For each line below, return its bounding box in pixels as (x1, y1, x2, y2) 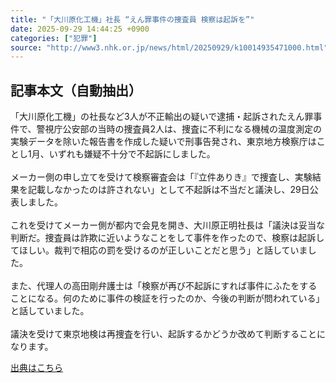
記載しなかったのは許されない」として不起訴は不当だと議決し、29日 (27, 184, 310, 196)
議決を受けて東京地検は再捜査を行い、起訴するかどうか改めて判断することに (10, 328, 326, 340)
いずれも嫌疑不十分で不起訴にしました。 (48, 148, 216, 160)
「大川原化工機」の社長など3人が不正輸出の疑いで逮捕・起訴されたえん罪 (10, 111, 314, 123)
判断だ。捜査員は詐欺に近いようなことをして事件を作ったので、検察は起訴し (10, 232, 325, 244)
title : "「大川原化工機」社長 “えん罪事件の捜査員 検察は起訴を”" (10, 14, 255, 25)
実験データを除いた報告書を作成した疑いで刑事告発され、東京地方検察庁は (10, 136, 317, 148)
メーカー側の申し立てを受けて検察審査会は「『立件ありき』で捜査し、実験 (10, 171, 313, 183)
